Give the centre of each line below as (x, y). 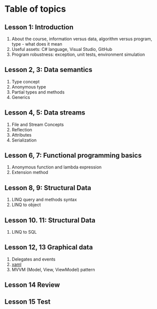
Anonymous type (29, 87)
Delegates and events (33, 259)
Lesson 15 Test (28, 301)
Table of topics (35, 9)
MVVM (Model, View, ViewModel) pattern (53, 269)
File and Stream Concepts (38, 124)
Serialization (24, 140)
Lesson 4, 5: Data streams (45, 113)
